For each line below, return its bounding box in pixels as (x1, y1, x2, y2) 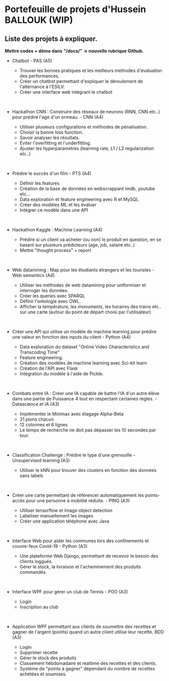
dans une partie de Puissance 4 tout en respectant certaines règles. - (12, 396, 157, 402)
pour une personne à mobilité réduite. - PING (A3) (26, 498, 130, 503)
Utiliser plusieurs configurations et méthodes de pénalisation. (19, 124, 148, 130)
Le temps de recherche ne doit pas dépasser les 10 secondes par (19, 427, 156, 433)
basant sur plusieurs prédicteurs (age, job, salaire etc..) (19, 242, 135, 248)
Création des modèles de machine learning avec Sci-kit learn (19, 360, 147, 366)
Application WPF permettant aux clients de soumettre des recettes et (12, 624, 156, 629)
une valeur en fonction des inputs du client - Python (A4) (12, 334, 131, 340)
